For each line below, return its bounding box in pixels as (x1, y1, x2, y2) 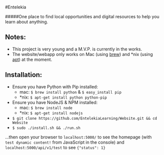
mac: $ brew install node (19, 104, 72, 110)
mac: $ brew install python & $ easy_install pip (19, 89, 121, 95)
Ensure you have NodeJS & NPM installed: (12, 99, 98, 105)
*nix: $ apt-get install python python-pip (19, 94, 107, 100)
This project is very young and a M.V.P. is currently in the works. (12, 46, 142, 52)
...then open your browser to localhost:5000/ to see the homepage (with (5, 134, 152, 140)
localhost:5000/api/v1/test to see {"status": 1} (5, 144, 106, 150)
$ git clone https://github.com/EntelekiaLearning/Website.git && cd (12, 116, 158, 121)
